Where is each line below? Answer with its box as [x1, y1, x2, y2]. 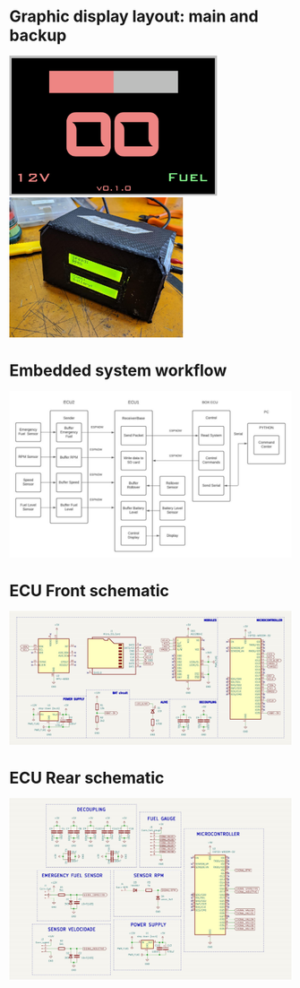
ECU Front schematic [9, 581, 170, 602]
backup [9, 25, 67, 46]
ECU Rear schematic [9, 768, 165, 788]
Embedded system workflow [9, 360, 227, 381]
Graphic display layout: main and [9, 6, 259, 27]
